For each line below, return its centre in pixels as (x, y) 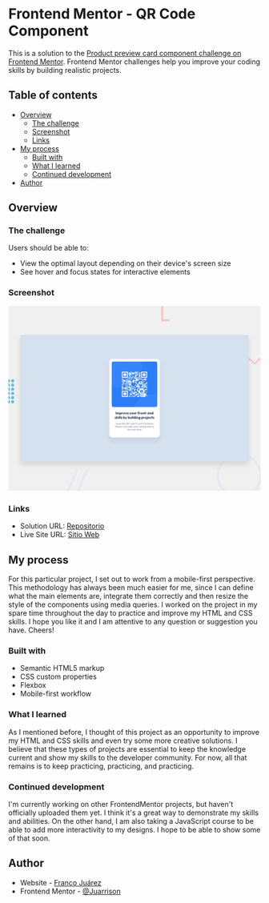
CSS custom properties (58, 676)
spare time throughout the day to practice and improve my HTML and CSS (130, 612)
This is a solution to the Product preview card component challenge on (125, 53)
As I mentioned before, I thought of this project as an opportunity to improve (134, 732)
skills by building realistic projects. (65, 70)
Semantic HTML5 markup (62, 668)
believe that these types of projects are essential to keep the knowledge (127, 748)
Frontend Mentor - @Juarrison (70, 891)
